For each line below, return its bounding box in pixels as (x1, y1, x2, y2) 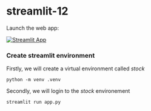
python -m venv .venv (6, 77, 61, 83)
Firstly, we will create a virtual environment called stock (6, 65, 145, 72)
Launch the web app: (6, 24, 59, 32)
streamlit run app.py (6, 99, 61, 106)
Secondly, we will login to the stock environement (6, 87, 130, 95)
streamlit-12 (6, 4, 69, 18)
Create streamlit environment (6, 51, 95, 59)
